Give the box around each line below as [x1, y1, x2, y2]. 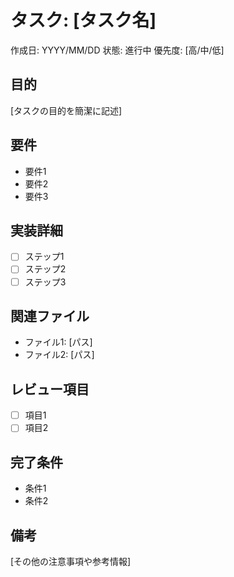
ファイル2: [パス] [24, 349, 95, 361]
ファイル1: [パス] [24, 336, 93, 348]
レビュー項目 [10, 381, 90, 398]
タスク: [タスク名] [10, 9, 157, 32]
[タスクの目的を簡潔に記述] [10, 104, 123, 116]
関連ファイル [10, 307, 90, 325]
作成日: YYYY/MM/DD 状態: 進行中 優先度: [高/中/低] [10, 44, 225, 56]
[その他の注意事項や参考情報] [10, 555, 132, 567]
